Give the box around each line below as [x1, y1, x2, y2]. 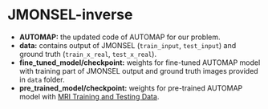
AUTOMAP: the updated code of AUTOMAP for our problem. [18, 32, 221, 42]
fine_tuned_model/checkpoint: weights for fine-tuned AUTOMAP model [18, 58, 261, 67]
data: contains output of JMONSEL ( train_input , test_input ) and [18, 40, 237, 50]
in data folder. [18, 75, 65, 84]
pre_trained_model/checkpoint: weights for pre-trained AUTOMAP [18, 83, 243, 93]
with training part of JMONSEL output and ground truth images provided [18, 66, 258, 75]
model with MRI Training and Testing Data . [18, 91, 160, 101]
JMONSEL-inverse [7, 6, 133, 24]
